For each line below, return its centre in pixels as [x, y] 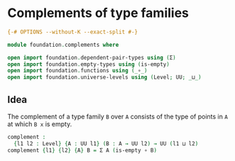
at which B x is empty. [40, 124]
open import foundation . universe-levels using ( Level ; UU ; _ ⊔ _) [104, 77]
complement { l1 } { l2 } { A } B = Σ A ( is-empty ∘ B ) [82, 150]
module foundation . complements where [63, 45]
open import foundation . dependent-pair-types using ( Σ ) [92, 57]
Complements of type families [98, 13]
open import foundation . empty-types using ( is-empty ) [89, 64]
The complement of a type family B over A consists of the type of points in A [118, 116]
